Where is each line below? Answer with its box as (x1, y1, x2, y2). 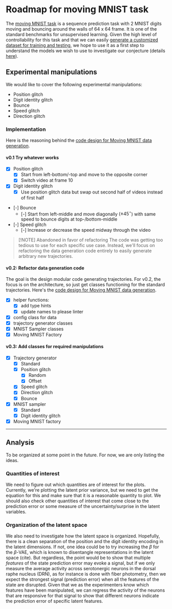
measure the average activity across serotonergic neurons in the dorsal (6, 566, 156, 572)
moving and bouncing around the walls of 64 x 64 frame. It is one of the (6, 26, 157, 32)
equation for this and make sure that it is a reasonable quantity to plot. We (6, 492, 161, 498)
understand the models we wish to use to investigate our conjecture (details (6, 47, 165, 54)
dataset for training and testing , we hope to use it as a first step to (6, 42, 144, 48)
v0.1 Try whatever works (6, 154, 59, 160)
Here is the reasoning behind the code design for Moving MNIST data (6, 137, 152, 143)
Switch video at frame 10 (20, 177, 73, 183)
